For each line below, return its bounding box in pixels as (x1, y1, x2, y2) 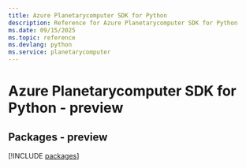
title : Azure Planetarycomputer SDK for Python (8, 11, 168, 20)
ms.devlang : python (8, 41, 73, 49)
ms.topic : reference (8, 33, 76, 42)
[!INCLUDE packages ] (8, 151, 80, 160)
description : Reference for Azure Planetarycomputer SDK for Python (8, 19, 238, 27)
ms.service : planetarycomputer (8, 48, 111, 56)
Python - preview (8, 99, 124, 117)
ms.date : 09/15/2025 (8, 26, 76, 34)
